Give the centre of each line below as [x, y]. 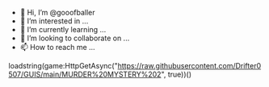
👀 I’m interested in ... [54, 21]
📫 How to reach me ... [57, 47]
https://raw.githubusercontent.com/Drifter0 [189, 66]
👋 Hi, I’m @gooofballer [57, 12]
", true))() [177, 74]
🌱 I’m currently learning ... [63, 29]
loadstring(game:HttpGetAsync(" [63, 66]
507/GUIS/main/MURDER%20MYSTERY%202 [85, 74]
